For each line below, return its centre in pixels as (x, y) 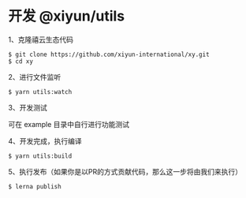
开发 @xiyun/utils (67, 16)
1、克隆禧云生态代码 (41, 39)
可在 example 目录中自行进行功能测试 (69, 124)
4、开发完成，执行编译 (45, 141)
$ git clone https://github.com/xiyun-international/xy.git (109, 54)
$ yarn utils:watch (40, 92)
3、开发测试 (28, 107)
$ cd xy (21, 61)
